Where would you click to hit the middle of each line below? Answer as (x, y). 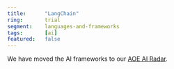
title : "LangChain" (43, 13)
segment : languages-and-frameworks (63, 26)
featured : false (34, 39)
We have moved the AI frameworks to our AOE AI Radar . (88, 59)
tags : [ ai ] (32, 33)
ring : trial (34, 20)
